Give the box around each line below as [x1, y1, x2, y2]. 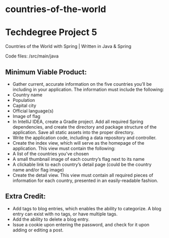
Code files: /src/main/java [5, 53, 59, 59]
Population [12, 97, 35, 103]
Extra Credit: [5, 192, 46, 201]
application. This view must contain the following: [12, 145, 116, 151]
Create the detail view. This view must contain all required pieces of [12, 172, 153, 178]
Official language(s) [12, 107, 54, 114]
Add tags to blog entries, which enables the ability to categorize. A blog [12, 205, 161, 211]
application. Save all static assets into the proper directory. [12, 129, 135, 135]
